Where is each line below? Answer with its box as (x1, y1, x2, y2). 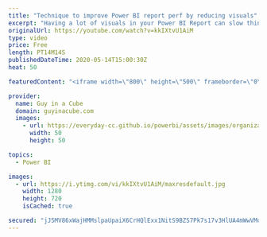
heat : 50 (8, 64, 37, 72)
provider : (8, 92, 41, 100)
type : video (8, 33, 48, 42)
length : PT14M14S (8, 49, 66, 56)
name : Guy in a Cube (15, 99, 83, 107)
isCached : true (22, 202, 73, 211)
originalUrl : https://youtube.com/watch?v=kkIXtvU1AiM (8, 26, 194, 34)
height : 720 (22, 195, 62, 203)
